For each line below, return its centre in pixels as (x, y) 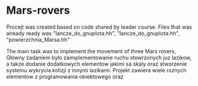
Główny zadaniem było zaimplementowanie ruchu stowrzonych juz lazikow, (99, 57)
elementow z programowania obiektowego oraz (65, 76)
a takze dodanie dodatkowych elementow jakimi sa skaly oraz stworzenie (97, 64)
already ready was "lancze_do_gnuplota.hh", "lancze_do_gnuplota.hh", (93, 33)
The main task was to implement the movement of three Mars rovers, (91, 51)
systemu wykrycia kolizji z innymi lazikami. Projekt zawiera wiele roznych (96, 70)
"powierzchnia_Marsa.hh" (38, 39)
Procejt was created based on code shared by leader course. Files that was (99, 27)
